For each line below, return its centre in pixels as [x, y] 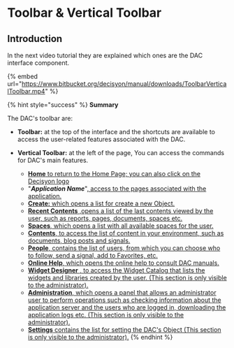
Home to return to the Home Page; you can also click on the [114, 174]
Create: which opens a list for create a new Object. [101, 203]
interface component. [38, 63]
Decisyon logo [49, 181]
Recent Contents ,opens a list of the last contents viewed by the [120, 211]
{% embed [23, 76]
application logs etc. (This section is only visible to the [106, 315]
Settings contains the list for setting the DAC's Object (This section [124, 329]
